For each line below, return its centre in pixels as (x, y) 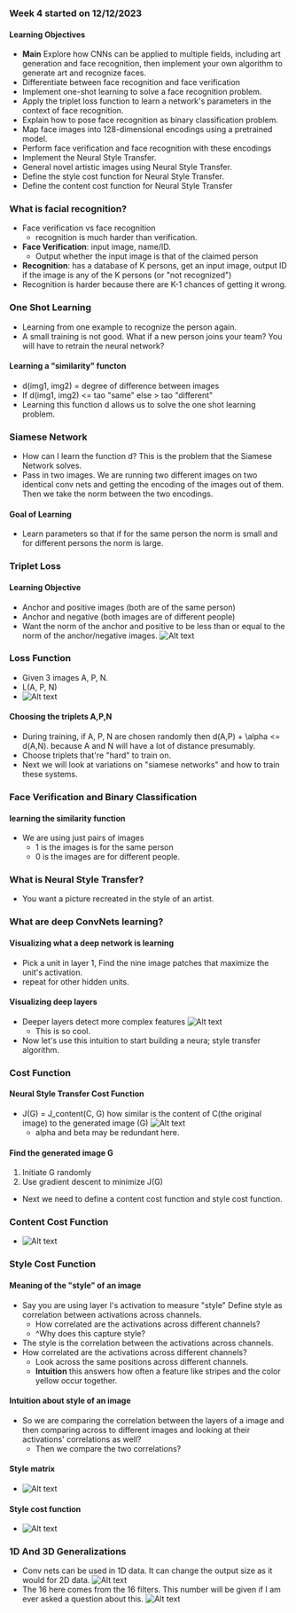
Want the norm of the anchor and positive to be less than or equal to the (153, 626)
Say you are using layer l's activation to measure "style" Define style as (152, 1305)
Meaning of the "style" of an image (75, 1285)
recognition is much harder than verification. (116, 238)
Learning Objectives (47, 35)
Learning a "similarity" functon (68, 366)
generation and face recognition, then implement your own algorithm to (152, 64)
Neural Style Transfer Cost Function (77, 1094)
